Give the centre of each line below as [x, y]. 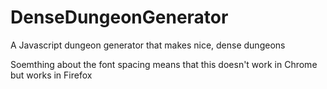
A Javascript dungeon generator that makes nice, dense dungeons [148, 45]
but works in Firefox [51, 75]
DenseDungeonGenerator [119, 17]
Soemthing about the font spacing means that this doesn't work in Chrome [164, 64]
